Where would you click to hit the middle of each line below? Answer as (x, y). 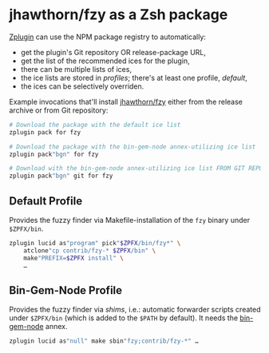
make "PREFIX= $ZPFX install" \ (74, 258)
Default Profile (46, 201)
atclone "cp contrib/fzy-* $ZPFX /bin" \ (90, 250)
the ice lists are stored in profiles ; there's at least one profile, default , (134, 77)
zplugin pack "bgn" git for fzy (61, 176)
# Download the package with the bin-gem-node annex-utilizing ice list (133, 147)
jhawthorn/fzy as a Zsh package (119, 15)
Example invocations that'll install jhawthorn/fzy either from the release (126, 101)
